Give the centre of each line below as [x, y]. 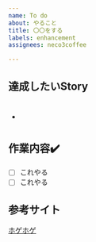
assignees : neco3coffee [48, 45]
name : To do [28, 15]
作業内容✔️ [34, 148]
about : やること [33, 23]
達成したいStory [48, 86]
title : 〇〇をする [36, 30]
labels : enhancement [42, 38]
